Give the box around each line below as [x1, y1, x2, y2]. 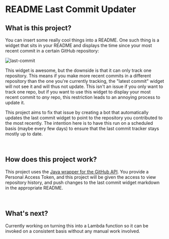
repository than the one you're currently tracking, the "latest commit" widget [5, 78, 164, 84]
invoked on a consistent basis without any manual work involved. [5, 228, 140, 234]
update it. [5, 100, 25, 106]
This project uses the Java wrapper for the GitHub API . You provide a [5, 168, 149, 175]
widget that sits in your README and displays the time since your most [5, 42, 152, 49]
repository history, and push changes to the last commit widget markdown [5, 179, 160, 185]
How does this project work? [5, 155, 97, 164]
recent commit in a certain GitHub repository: [5, 48, 99, 54]
